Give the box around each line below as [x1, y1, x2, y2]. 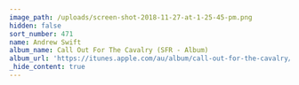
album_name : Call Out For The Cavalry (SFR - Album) [9, 46, 209, 55]
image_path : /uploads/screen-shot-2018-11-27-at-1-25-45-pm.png [9, 12, 253, 22]
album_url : [9, 54, 50, 63]
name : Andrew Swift [9, 37, 82, 47]
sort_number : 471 [9, 29, 74, 38]
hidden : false [9, 21, 62, 30]
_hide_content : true [9, 63, 86, 72]
